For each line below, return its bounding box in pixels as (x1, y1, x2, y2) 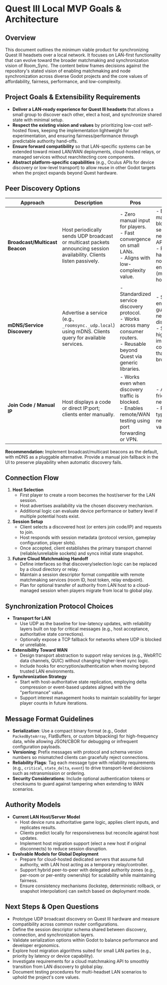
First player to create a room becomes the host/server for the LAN (19, 492, 156, 498)
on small (120, 242, 140, 248)
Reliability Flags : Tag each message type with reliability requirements (12, 759, 156, 766)
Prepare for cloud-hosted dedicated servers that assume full (19, 856, 144, 862)
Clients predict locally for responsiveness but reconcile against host (19, 829, 159, 836)
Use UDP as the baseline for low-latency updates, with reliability (19, 621, 152, 627)
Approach (20, 199, 45, 206)
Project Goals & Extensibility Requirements (5, 93, 141, 101)
